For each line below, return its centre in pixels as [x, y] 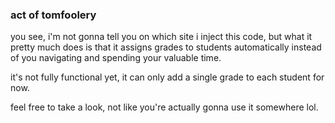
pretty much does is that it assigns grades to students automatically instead [166, 47]
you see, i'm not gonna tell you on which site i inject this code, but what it [161, 37]
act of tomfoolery [53, 15]
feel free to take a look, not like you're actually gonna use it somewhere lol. [164, 107]
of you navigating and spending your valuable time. [116, 58]
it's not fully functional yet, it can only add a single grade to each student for [167, 77]
